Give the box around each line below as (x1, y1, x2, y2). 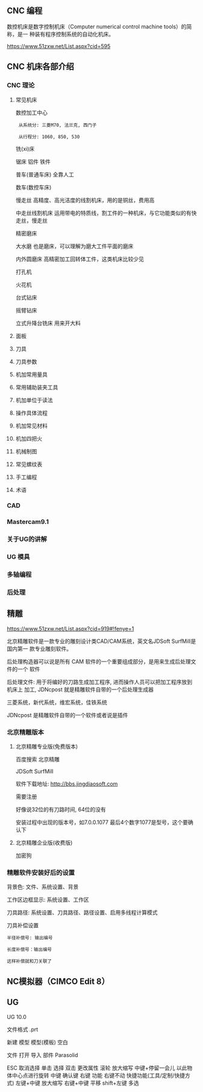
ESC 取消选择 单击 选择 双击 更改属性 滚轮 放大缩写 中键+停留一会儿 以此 (7, 1064, 187, 1071)
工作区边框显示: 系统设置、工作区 (7, 896, 89, 904)
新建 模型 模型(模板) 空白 (7, 1038, 69, 1046)
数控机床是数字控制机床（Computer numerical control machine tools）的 (7, 23, 187, 30)
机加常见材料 (15, 422, 48, 429)
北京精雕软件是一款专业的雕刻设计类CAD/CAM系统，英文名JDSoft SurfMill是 (7, 637, 196, 645)
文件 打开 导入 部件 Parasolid (7, 1051, 78, 1058)
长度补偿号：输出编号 (7, 947, 52, 953)
